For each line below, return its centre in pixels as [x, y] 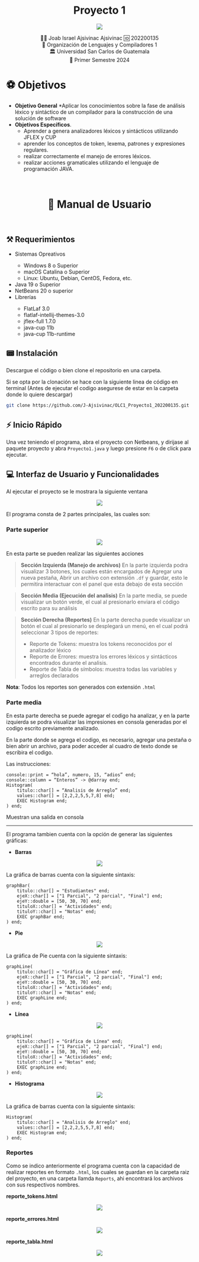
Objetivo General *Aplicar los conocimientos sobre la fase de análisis [100, 105]
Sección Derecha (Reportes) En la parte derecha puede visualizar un [105, 620]
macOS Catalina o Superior [57, 272]
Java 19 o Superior [38, 284]
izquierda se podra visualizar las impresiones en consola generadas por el [97, 722]
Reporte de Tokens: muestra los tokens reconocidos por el [101, 644]
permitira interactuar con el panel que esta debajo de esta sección [102, 584]
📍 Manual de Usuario [99, 204]
